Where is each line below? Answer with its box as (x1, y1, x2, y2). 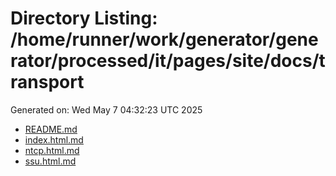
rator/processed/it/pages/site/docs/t (10, 50, 326, 72)
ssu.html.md (24, 155, 77, 167)
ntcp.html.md (24, 144, 80, 156)
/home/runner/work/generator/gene (10, 28, 319, 51)
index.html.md (24, 133, 84, 146)
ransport (10, 71, 85, 94)
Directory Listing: (10, 7, 158, 30)
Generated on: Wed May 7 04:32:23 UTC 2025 (10, 103, 203, 116)
